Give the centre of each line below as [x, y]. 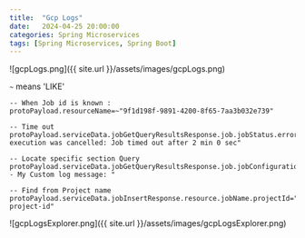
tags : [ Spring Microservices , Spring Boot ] [93, 43]
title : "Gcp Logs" [46, 18]
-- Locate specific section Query [75, 159]
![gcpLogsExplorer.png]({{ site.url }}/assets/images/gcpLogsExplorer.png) [148, 223]
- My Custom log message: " [63, 175]
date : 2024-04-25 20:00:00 [64, 26]
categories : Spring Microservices [75, 35]
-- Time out [32, 127]
